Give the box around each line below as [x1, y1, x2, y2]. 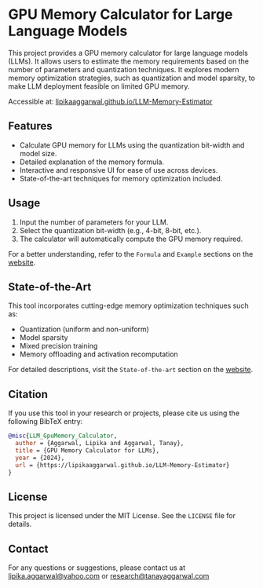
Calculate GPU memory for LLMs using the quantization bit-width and [19, 140, 245, 150]
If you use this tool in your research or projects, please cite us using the [8, 408, 240, 418]
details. [8, 520, 32, 529]
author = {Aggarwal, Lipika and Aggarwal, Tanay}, [15, 440, 184, 447]
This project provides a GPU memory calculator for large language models [8, 48, 249, 57]
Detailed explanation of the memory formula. [19, 157, 165, 166]
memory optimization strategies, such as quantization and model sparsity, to [8, 73, 255, 82]
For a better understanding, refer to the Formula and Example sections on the [8, 249, 254, 258]
